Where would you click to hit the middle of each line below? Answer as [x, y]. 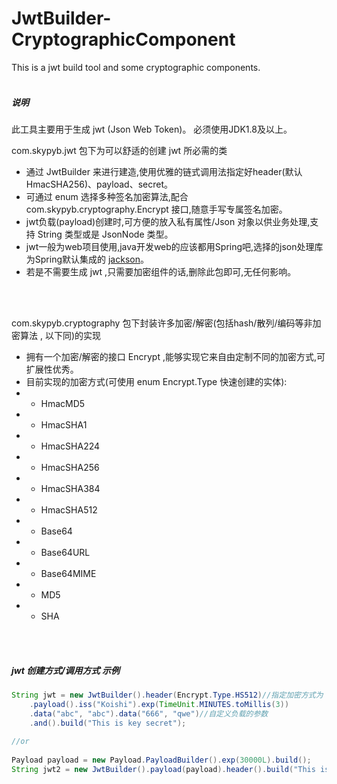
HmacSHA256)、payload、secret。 [99, 184]
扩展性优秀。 [52, 369]
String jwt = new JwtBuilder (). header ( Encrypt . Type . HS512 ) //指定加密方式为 [167, 695]
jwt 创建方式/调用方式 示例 [65, 670]
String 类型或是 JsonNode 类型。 [105, 234]
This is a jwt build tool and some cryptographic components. [136, 67]
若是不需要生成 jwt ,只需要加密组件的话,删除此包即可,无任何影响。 [161, 271]
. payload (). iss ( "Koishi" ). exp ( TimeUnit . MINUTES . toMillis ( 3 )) [159, 704]
